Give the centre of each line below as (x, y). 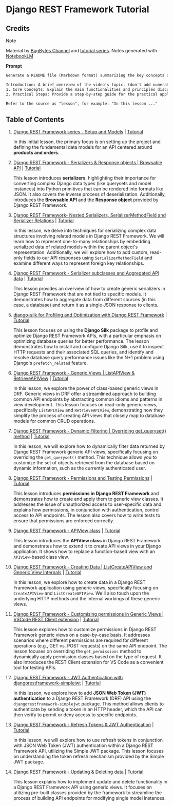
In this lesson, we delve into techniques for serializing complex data (85, 231)
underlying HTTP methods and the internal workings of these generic (87, 599)
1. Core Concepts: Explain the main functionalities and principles (81, 89)
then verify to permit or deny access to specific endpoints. (75, 715)
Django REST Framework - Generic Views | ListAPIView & (74, 373)
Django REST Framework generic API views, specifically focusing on (86, 452)
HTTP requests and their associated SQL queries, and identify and (83, 352)
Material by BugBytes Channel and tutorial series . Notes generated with (82, 51)
